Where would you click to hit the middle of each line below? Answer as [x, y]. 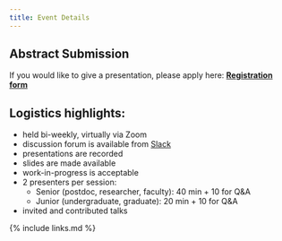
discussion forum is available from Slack [97, 144]
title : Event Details [50, 17]
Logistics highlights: [68, 113]
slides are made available [69, 163]
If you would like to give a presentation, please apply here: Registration [141, 75]
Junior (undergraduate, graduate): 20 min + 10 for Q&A [137, 202]
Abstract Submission [69, 54]
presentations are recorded [73, 154]
